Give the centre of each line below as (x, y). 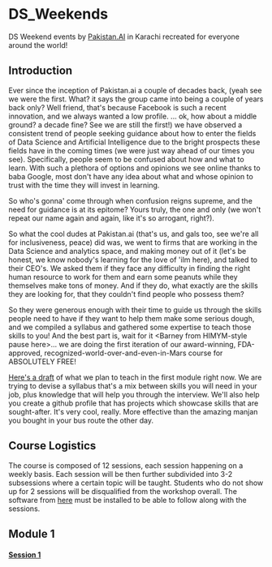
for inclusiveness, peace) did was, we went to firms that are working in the (133, 242)
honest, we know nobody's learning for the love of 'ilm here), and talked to (133, 260)
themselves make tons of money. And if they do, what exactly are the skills (133, 286)
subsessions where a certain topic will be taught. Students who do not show (136, 483)
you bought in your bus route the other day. (81, 420)
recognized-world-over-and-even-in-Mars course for (134, 353)
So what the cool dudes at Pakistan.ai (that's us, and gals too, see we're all (134, 234)
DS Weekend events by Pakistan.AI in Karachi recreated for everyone (124, 37)
